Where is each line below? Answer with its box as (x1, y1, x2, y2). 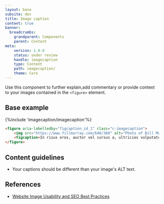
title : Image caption (5, 16, 49, 21)
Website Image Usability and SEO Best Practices (12, 193, 110, 199)
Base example (5, 104, 49, 112)
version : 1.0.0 (14, 48, 45, 53)
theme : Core (14, 71, 38, 76)
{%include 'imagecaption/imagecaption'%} (5, 116, 92, 122)
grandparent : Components (14, 35, 64, 40)
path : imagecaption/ (14, 67, 56, 71)
